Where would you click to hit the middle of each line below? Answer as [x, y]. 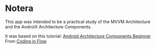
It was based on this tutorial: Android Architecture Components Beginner [78, 36]
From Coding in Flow [26, 41]
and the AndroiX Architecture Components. [48, 26]
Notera [19, 8]
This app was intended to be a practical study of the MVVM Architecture [78, 22]
